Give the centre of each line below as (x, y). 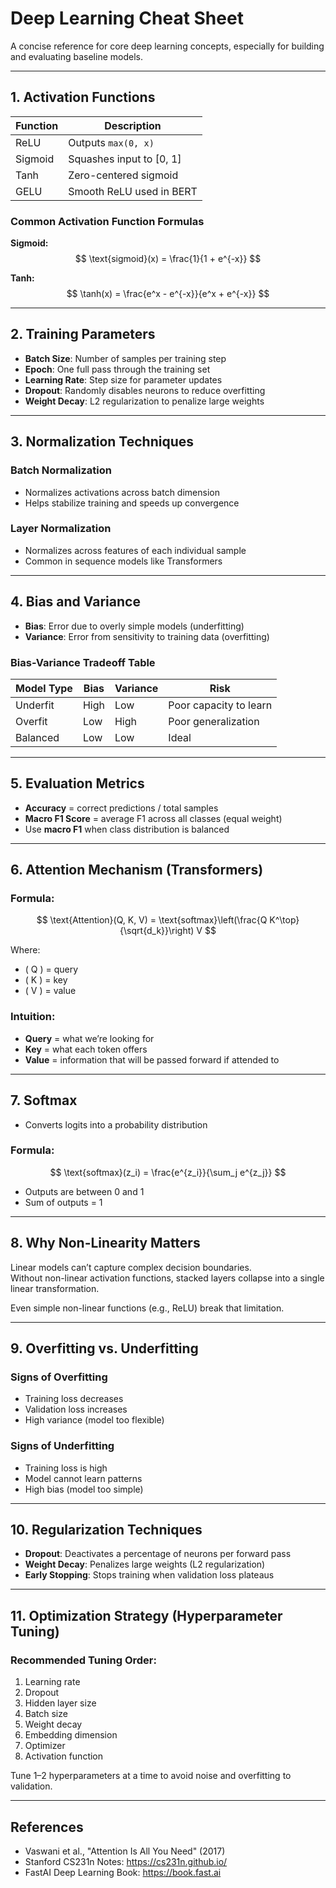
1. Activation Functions (83, 97)
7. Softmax (44, 1100)
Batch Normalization (61, 470)
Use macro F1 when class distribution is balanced (127, 829)
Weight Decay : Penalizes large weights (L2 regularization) (145, 1564)
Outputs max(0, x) (111, 142)
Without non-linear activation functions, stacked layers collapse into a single (167, 1278)
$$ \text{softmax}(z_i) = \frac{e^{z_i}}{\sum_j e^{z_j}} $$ (168, 1172)
